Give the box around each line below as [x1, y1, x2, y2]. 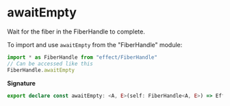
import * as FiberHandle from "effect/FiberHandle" [7, 53, 157, 61]
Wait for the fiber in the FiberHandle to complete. [7, 27, 145, 36]
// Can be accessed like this [7, 60, 94, 67]
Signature [7, 79, 36, 87]
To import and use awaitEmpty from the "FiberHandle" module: [7, 40, 183, 49]
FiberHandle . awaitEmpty [7, 66, 75, 73]
